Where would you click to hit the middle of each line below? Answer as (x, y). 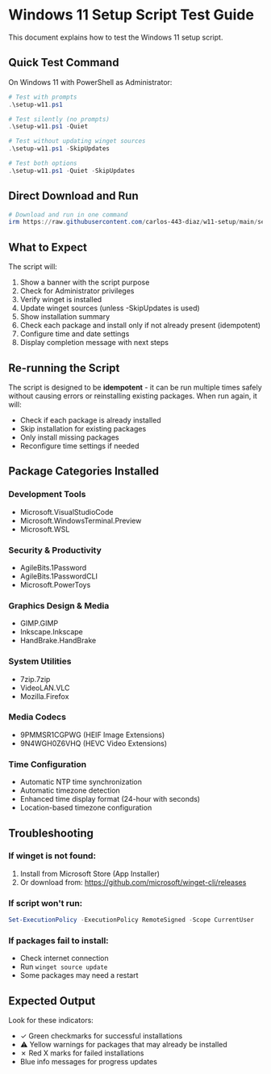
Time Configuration (48, 764)
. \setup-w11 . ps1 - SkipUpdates (59, 149)
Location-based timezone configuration (86, 808)
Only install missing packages (69, 437)
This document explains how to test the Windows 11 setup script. (116, 37)
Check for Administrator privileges (77, 291)
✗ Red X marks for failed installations (82, 1053)
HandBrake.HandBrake (58, 641)
